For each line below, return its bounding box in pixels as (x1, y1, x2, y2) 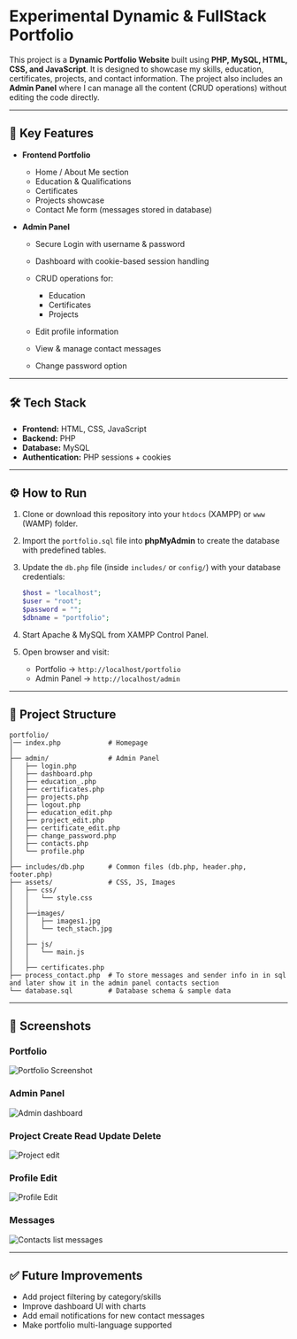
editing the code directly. (9, 91, 100, 103)
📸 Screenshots (9, 1018, 92, 1033)
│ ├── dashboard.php (9, 769, 93, 778)
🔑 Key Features (9, 126, 95, 141)
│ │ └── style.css (9, 893, 93, 902)
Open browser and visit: (21, 646, 110, 657)
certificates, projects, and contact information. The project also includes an (9, 73, 283, 83)
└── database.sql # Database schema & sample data (9, 986, 232, 995)
